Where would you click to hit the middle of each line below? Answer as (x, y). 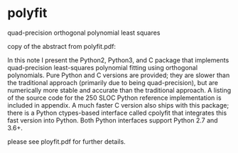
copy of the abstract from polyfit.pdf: (61, 46)
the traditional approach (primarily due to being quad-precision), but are (113, 82)
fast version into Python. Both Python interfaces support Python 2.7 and (113, 120)
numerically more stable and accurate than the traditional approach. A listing (119, 90)
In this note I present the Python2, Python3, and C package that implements (118, 60)
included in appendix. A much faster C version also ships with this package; (118, 105)
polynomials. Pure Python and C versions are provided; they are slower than (119, 75)
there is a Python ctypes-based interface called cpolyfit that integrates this (117, 113)
